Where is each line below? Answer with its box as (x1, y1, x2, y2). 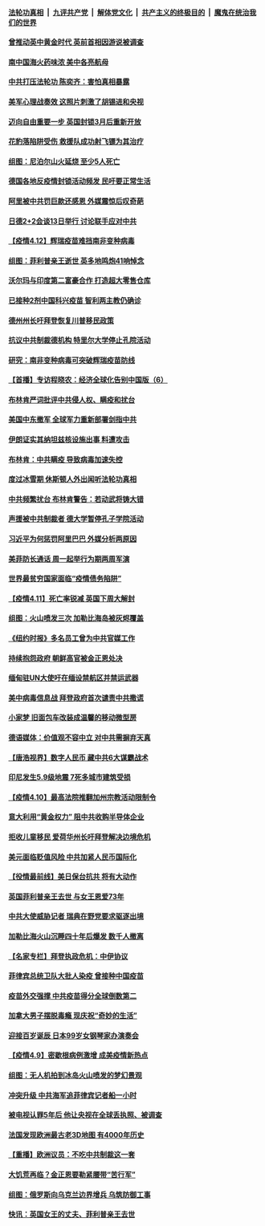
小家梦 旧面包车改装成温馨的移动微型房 (8, 713, 137, 723)
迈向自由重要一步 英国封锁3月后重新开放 (8, 116, 142, 126)
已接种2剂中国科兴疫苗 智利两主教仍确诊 (8, 295, 142, 305)
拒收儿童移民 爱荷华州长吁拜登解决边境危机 (8, 832, 151, 841)
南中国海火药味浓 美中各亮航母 (8, 57, 109, 67)
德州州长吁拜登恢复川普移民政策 (8, 316, 114, 325)
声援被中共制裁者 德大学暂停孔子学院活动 (8, 514, 145, 523)
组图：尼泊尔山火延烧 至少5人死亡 (8, 157, 120, 166)
